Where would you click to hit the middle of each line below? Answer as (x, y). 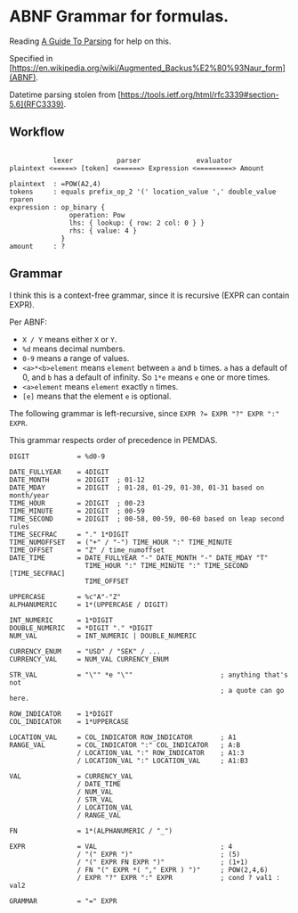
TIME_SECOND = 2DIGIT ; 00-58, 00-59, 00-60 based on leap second (147, 519)
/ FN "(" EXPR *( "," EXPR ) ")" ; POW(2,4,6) (173, 870)
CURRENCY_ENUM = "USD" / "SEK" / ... (85, 651)
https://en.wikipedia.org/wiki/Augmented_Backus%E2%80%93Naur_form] (149, 68)
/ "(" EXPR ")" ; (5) (159, 854)
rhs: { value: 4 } (103, 230)
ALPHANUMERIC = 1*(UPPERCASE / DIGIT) (89, 605)
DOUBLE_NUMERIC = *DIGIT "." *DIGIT (81, 628)
